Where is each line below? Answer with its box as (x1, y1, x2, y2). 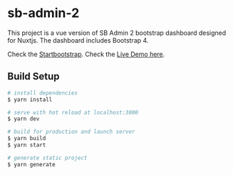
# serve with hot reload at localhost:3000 (7, 109, 139, 116)
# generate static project (7, 154, 88, 161)
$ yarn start (7, 142, 46, 149)
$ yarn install (7, 96, 53, 103)
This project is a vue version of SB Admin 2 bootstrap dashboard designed (7, 28, 227, 37)
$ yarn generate (7, 161, 56, 168)
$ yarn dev (7, 115, 40, 122)
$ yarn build (7, 135, 46, 142)
